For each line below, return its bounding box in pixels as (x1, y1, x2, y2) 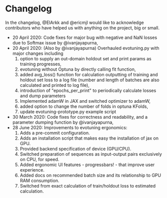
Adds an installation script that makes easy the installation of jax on (19, 135, 159, 141)
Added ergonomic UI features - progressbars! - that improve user (19, 162, 155, 168)
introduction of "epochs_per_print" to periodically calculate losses (19, 87, 156, 93)
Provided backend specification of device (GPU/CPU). (19, 146, 131, 152)
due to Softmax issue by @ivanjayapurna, (12, 39, 98, 45)
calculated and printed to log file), (19, 82, 90, 88)
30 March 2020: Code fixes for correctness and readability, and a (12, 114, 148, 120)
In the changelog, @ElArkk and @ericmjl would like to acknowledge (5, 19, 144, 25)
